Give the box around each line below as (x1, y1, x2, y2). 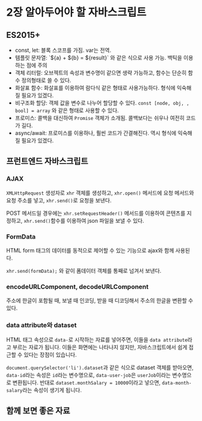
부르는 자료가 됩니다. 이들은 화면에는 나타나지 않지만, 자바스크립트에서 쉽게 (12, 343, 188, 351)
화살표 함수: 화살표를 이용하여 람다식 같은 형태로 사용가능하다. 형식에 (14, 84, 176, 91)
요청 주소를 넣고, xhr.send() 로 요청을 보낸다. (6, 196, 112, 204)
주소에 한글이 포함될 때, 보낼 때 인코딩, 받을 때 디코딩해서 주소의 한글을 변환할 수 (6, 297, 194, 304)
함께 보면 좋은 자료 (6, 405, 70, 416)
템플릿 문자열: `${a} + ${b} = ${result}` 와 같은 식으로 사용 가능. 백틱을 (14, 54, 182, 61)
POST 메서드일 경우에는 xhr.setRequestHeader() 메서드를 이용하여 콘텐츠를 (6, 209, 186, 217)
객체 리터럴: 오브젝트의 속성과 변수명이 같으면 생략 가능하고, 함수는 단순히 (14, 69, 187, 76)
